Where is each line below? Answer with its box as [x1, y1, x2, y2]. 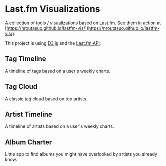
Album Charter [5, 138, 52, 146]
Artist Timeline [5, 110, 52, 118]
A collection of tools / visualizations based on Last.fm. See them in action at [5, 20, 161, 26]
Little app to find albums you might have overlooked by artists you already [5, 151, 157, 157]
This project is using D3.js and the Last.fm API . [5, 40, 101, 46]
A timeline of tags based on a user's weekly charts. [5, 68, 111, 74]
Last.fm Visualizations [5, 3, 101, 15]
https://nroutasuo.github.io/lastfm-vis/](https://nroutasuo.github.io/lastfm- [6, 25, 160, 31]
